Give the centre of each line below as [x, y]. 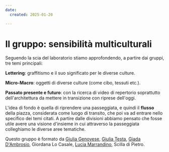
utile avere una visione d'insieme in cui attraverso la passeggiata [72, 124]
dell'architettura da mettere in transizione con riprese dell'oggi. [71, 98]
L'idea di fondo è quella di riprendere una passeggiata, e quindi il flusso [80, 108]
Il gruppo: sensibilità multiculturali [79, 44]
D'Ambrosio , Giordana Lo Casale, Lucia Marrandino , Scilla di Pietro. [75, 144]
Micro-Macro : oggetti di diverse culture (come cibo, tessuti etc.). [73, 83]
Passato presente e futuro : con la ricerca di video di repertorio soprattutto [83, 93]
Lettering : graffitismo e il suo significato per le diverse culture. [70, 73]
